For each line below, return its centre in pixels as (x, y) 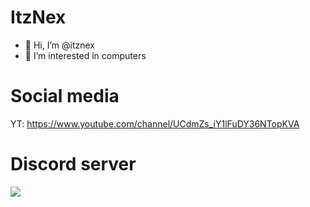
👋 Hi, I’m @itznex (59, 45)
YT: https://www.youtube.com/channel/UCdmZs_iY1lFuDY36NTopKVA (155, 123)
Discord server (73, 164)
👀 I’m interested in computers (85, 55)
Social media (65, 96)
